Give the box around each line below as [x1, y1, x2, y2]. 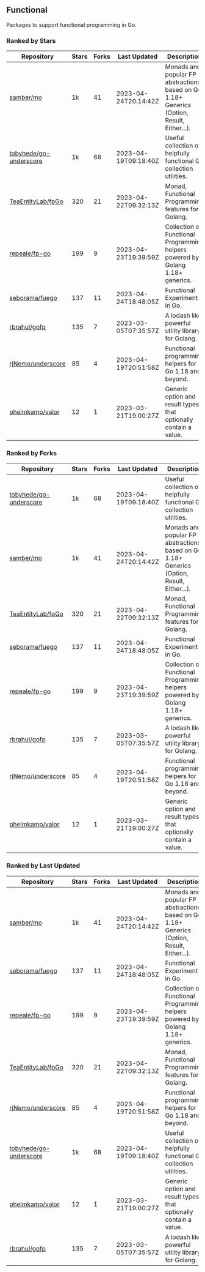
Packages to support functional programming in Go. [6, 21, 137, 28]
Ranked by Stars [6, 36, 56, 45]
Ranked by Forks [6, 449, 57, 458]
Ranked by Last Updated [6, 861, 81, 870]
